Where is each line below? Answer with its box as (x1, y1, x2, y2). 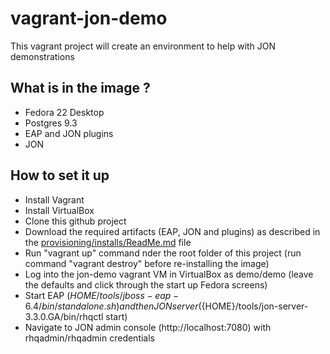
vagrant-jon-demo (10, 7, 168, 30)
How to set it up (10, 167, 110, 184)
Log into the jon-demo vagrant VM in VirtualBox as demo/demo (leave (24, 268, 314, 280)
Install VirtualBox (24, 204, 95, 216)
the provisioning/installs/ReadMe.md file (24, 236, 192, 248)
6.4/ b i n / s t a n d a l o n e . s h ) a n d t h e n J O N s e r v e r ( (24, 300, 202, 312)
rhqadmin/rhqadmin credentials (24, 332, 155, 344)
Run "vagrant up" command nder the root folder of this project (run (24, 247, 302, 259)
